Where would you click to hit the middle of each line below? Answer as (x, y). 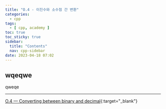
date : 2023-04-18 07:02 (30, 55)
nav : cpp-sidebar (27, 51)
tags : (11, 23)
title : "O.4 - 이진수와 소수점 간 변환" (42, 10)
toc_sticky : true (23, 37)
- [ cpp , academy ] (30, 28)
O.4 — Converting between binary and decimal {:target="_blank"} (71, 101)
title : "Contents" (29, 46)
